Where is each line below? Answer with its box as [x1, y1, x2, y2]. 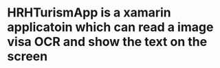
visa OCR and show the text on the [7, 34, 208, 49]
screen [7, 49, 48, 65]
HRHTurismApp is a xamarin [7, 5, 172, 21]
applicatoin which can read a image [7, 19, 214, 35]
